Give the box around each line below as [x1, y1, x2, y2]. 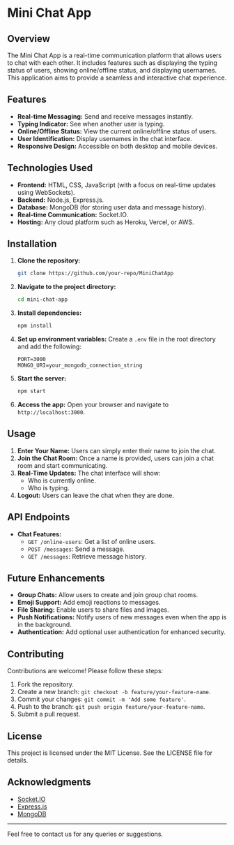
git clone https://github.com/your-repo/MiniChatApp [17, 270, 174, 277]
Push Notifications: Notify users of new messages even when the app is [17, 613, 227, 622]
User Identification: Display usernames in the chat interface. [17, 134, 193, 142]
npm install [17, 323, 52, 330]
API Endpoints [7, 511, 70, 523]
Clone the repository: [17, 256, 81, 265]
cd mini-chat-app [17, 296, 68, 303]
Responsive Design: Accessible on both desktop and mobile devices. [17, 142, 218, 150]
